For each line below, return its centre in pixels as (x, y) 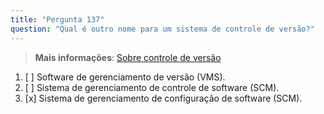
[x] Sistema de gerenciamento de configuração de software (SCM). (163, 98)
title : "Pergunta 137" (57, 19)
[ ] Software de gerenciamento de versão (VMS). (125, 77)
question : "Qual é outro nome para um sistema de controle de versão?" (162, 29)
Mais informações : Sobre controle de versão (128, 57)
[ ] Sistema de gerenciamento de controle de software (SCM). (152, 87)
